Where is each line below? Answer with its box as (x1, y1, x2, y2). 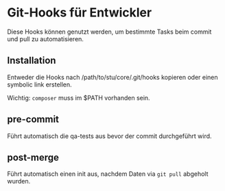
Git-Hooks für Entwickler (7, 5, 152, 21)
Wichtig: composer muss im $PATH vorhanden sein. (7, 93, 150, 102)
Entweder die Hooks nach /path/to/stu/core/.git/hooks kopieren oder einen (7, 73, 218, 81)
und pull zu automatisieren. (7, 34, 84, 43)
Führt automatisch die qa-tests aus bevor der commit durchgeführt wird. (7, 132, 212, 140)
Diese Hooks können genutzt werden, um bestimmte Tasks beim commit (7, 27, 212, 36)
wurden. (7, 177, 31, 186)
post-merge (7, 151, 60, 163)
